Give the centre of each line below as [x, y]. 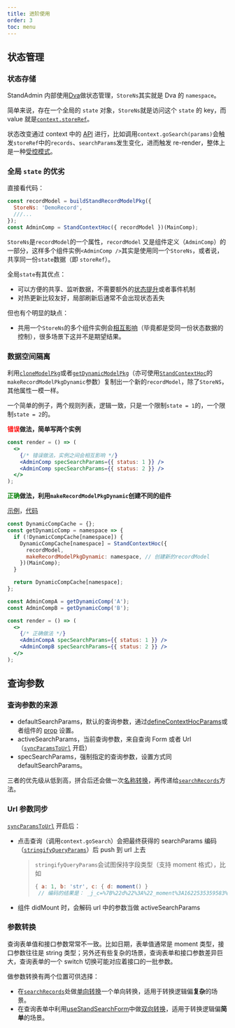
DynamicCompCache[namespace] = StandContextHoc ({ [94, 543]
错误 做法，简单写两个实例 [44, 429]
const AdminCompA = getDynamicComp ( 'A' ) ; [69, 601]
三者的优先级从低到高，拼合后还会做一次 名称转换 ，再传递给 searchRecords [114, 780]
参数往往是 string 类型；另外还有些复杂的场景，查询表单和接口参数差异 [115, 952]
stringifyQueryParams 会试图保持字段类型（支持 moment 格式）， [127, 865]
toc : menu [22, 27]
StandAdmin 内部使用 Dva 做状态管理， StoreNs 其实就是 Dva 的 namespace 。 [114, 95]
